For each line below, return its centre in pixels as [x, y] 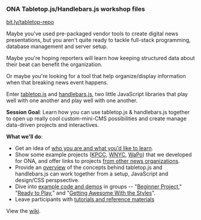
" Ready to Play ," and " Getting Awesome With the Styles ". [85, 193]
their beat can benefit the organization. [55, 64]
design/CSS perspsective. [47, 180]
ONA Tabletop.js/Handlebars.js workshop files [76, 9]
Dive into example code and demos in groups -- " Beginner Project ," [98, 187]
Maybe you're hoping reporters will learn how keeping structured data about [100, 58]
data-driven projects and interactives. [53, 125]
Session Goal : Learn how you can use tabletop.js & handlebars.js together [98, 112]
